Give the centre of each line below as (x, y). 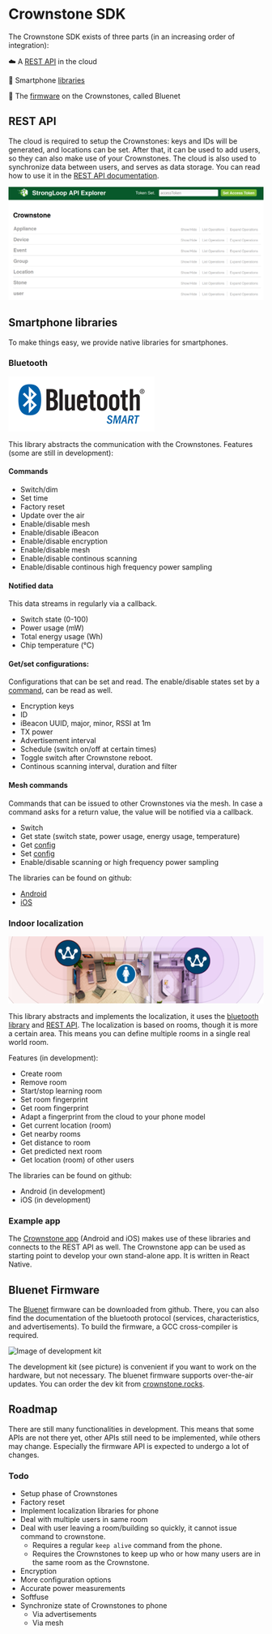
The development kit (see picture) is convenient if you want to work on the (132, 1366)
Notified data (31, 586)
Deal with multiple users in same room (84, 1520)
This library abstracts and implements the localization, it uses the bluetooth (134, 1016)
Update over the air (52, 515)
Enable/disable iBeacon (59, 533)
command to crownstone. (63, 1537)
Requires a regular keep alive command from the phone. (127, 1546)
